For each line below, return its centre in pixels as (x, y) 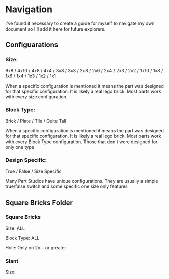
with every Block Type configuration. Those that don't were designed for (81, 142)
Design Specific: (26, 160)
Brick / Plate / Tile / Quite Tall (36, 121)
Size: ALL (15, 228)
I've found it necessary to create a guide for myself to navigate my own (80, 23)
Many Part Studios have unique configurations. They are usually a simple (82, 181)
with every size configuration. (36, 96)
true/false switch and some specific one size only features (67, 186)
